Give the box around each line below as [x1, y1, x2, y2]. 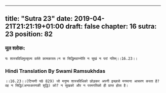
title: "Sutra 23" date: [5, 14, 73, 23]
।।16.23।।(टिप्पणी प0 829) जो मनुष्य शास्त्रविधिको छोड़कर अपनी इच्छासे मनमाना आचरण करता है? [5, 79, 160, 84]
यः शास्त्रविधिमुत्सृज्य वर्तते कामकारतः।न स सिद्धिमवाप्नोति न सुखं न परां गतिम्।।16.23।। [5, 56, 138, 61]
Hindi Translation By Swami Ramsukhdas [5, 67, 106, 74]
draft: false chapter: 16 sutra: [65, 22, 157, 31]
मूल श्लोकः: [5, 45, 26, 52]
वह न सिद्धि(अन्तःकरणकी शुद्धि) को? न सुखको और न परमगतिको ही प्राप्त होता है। [5, 83, 128, 88]
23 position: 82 [5, 30, 53, 39]
